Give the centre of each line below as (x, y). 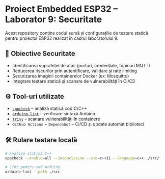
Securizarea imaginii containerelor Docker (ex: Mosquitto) (70, 76)
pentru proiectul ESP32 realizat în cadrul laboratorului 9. (62, 38)
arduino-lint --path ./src (33, 172)
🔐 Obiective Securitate (40, 54)
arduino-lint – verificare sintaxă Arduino (54, 113)
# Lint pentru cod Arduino (33, 167)
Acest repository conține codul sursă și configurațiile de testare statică (77, 33)
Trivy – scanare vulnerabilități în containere (56, 119)
